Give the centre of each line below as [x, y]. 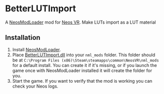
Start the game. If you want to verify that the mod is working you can [82, 81]
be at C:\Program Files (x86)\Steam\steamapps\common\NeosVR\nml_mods [85, 60]
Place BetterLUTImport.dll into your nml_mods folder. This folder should [84, 55]
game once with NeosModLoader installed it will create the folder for [82, 70]
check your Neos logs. [35, 86]
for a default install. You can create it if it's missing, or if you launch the [84, 65]
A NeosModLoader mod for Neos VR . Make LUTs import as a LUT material [81, 22]
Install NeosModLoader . [37, 49]
